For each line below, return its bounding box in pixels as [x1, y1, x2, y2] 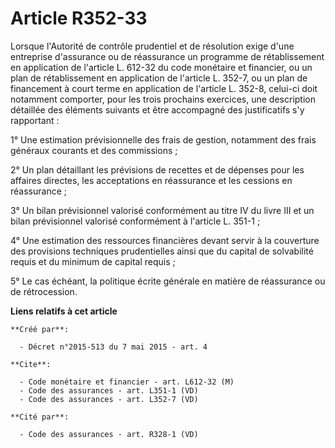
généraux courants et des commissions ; [10, 144, 178, 156]
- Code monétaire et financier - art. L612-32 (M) [19, 377, 235, 387]
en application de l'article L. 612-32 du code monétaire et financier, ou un [10, 61, 313, 73]
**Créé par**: [10, 324, 70, 334]
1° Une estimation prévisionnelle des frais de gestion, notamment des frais [10, 133, 317, 146]
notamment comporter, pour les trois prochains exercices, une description [10, 93, 316, 105]
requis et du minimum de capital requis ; [10, 255, 176, 267]
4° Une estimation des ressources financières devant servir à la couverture [10, 234, 320, 246]
